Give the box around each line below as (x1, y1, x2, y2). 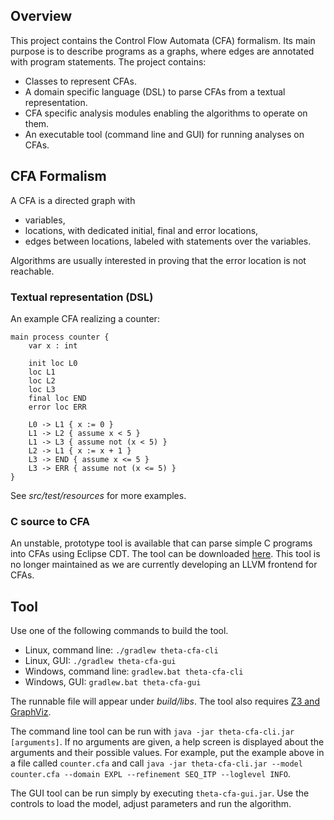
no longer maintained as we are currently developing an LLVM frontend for (10, 559, 318, 571)
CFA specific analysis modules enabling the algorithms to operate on (24, 107, 308, 119)
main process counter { (10, 332, 110, 342)
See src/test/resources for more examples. (10, 489, 187, 501)
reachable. (10, 265, 55, 277)
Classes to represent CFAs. (24, 75, 137, 87)
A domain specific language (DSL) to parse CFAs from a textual (24, 85, 286, 98)
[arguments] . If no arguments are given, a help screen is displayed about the (10, 736, 325, 748)
